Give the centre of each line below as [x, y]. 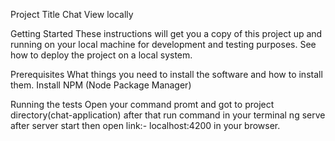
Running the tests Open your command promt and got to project [142, 104]
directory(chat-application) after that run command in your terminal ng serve [168, 115]
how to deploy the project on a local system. [101, 55]
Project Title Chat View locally [72, 14]
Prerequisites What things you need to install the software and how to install [166, 74]
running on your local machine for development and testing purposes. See [163, 44]
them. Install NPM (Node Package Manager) [101, 85]
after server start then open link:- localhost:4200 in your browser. [145, 125]
